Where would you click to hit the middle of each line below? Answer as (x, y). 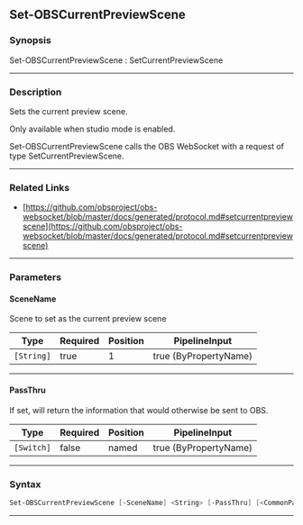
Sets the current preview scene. (69, 111)
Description (36, 92)
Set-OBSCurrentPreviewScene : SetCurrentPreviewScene (116, 60)
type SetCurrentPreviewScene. (67, 156)
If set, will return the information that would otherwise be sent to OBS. (139, 410)
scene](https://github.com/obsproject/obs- (102, 226)
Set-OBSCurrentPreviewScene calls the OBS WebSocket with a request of (147, 146)
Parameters (35, 277)
